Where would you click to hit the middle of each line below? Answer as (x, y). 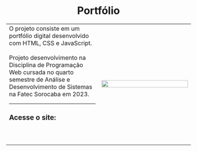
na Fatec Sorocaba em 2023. (49, 94)
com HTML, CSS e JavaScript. (51, 43)
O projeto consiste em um (45, 29)
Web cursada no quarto (42, 72)
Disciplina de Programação (46, 65)
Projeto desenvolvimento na (47, 58)
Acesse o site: (33, 118)
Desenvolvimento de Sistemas (51, 87)
